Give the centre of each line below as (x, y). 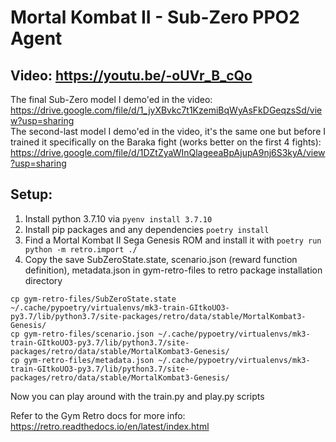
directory (43, 280)
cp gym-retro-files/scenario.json (82, 334)
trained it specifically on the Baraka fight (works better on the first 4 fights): (166, 142)
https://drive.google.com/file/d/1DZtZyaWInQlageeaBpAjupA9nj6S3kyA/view (168, 152)
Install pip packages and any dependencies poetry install (147, 229)
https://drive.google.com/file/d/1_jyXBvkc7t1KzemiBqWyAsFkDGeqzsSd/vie (166, 110)
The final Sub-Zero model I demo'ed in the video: (111, 99)
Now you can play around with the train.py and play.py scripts (137, 396)
